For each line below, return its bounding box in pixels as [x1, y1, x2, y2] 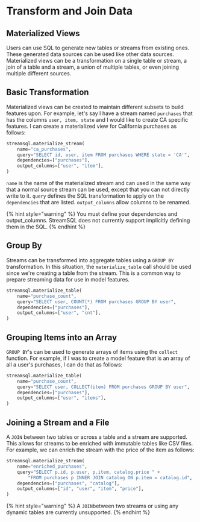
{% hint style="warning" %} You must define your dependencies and [6, 210, 178, 218]
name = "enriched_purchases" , [17, 463, 87, 470]
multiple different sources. [6, 70, 72, 77]
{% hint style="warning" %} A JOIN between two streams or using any [6, 502, 179, 510]
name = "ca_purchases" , [17, 146, 71, 152]
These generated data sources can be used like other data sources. [6, 51, 175, 58]
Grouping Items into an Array [6, 332, 117, 342]
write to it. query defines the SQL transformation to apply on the [6, 192, 164, 200]
